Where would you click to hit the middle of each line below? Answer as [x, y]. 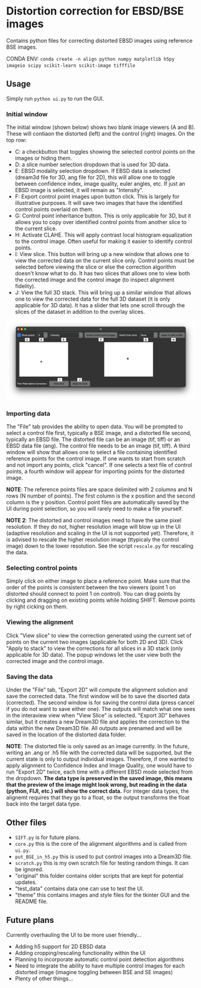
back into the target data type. [43, 804]
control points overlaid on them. [54, 210]
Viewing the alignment [40, 622]
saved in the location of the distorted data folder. [67, 734]
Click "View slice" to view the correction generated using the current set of [99, 635]
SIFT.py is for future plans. [48, 837]
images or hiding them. [43, 158]
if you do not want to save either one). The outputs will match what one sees [101, 708]
